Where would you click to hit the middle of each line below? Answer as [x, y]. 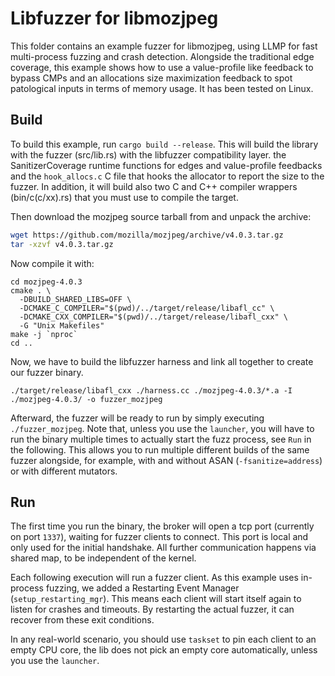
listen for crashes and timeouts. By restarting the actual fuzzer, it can [152, 609]
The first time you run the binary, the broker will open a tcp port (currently [162, 526]
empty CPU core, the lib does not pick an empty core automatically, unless [164, 650]
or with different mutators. [64, 471]
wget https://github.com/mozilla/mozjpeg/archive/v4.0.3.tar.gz [147, 235]
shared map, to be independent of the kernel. [103, 558]
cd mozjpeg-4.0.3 [46, 282]
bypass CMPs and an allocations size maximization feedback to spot [151, 78]
